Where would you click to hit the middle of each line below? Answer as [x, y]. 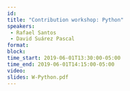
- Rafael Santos [33, 32]
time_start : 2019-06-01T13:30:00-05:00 [64, 58]
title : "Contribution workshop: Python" [66, 20]
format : [18, 45]
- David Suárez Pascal [42, 39]
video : [16, 70]
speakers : [21, 26]
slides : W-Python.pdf [38, 77]
